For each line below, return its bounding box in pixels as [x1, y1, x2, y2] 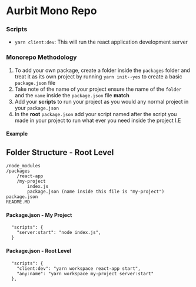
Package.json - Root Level [6, 247, 72, 254]
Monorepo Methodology [6, 53, 77, 61]
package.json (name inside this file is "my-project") [27, 189, 165, 195]
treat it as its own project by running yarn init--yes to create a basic [14, 72, 182, 80]
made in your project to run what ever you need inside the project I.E [14, 117, 181, 124]
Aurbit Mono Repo [6, 4, 97, 18]
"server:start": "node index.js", [16, 230, 101, 236]
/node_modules [6, 163, 41, 169]
